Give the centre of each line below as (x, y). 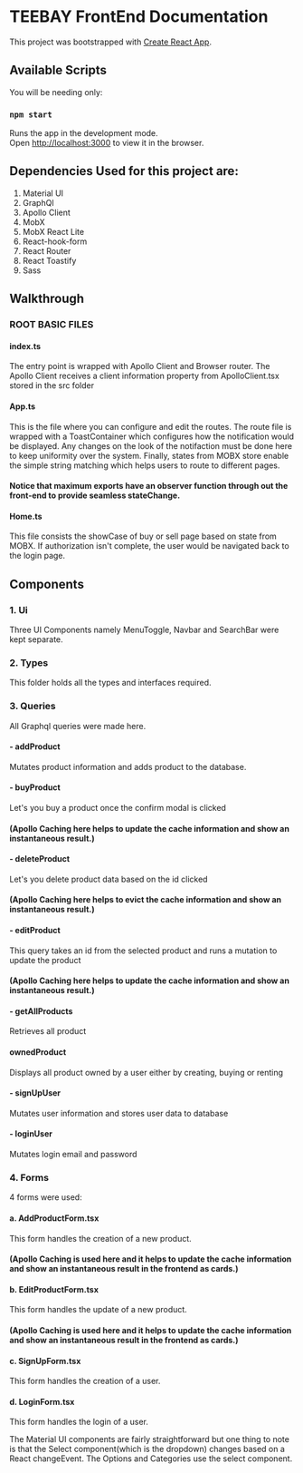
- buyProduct (35, 787)
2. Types (29, 662)
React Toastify (49, 260)
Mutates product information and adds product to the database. (128, 766)
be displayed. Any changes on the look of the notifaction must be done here (151, 445)
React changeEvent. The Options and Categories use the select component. (151, 1458)
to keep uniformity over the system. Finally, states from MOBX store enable (149, 455)
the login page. (38, 556)
